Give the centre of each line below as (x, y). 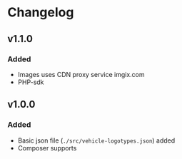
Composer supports (47, 148)
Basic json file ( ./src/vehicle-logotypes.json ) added (96, 140)
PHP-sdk (31, 82)
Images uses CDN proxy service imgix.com (81, 74)
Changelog (41, 12)
